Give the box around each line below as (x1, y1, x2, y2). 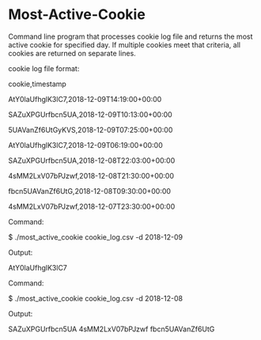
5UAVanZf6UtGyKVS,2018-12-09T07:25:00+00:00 (8, 125, 173, 134)
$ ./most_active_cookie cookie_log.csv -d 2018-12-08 (8, 293, 183, 303)
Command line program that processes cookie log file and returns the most (8, 32, 253, 41)
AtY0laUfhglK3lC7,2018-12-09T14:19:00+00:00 (8, 94, 162, 104)
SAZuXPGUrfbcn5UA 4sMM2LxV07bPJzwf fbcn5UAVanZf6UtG (8, 324, 215, 334)
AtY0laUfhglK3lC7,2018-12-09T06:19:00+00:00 (8, 140, 164, 149)
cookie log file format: (8, 63, 80, 73)
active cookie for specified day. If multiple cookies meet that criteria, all (8, 40, 241, 49)
